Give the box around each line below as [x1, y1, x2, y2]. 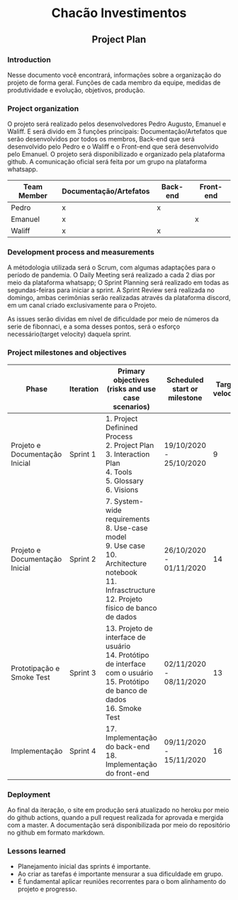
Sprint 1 [69, 449, 96, 459]
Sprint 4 [69, 746, 96, 756]
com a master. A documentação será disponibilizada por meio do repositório [7, 821, 230, 830]
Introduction [7, 55, 51, 65]
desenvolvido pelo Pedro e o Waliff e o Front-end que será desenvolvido [7, 142, 219, 151]
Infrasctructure [105, 585, 156, 595]
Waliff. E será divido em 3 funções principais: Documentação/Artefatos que [7, 127, 227, 136]
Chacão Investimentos [51, 5, 187, 21]
